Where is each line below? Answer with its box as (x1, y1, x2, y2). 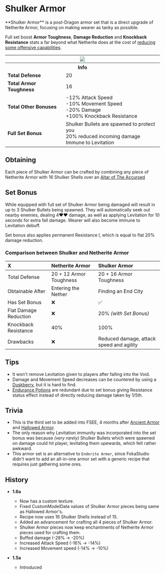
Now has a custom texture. (19, 498, 74, 504)
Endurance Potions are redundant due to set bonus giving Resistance (12, 387, 153, 393)
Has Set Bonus (7, 299, 42, 305)
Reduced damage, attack (98, 335, 156, 342)
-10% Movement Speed (65, 100, 123, 107)
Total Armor (7, 80, 36, 87)
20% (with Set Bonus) (98, 310, 149, 317)
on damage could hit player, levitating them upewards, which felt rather (12, 440, 157, 446)
